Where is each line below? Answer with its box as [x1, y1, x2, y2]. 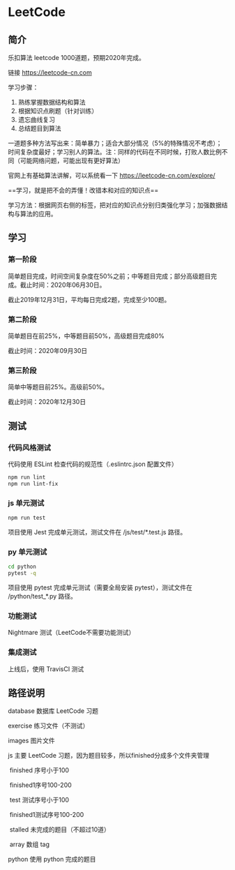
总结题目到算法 [17, 124, 61, 133]
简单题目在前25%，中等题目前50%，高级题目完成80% [8, 331, 165, 340]
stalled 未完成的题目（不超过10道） [9, 825, 110, 834]
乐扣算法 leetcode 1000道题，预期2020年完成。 [8, 54, 146, 61]
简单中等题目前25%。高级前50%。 [8, 383, 109, 391]
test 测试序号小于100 [9, 796, 69, 804]
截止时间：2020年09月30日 [8, 346, 88, 354]
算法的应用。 [20, 210, 57, 218]
